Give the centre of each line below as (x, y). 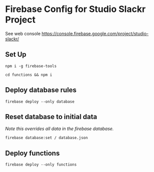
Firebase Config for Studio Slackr (76, 9)
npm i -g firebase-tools (31, 66)
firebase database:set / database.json (47, 138)
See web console (23, 33)
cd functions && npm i (29, 75)
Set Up (16, 55)
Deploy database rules (41, 90)
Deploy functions (32, 153)
